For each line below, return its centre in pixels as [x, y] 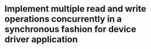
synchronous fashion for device [71, 29]
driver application [41, 40]
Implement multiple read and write [75, 9]
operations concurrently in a [63, 19]
